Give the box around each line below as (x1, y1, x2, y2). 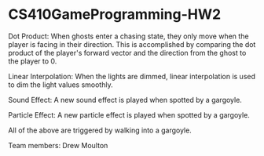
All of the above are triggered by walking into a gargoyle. (8, 125, 192, 135)
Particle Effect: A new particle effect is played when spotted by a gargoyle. (8, 110, 250, 119)
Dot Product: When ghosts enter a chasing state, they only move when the (8, 31, 249, 41)
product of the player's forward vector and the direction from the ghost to (8, 48, 247, 57)
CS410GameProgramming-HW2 (8, 5, 222, 24)
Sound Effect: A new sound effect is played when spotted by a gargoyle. (8, 95, 242, 104)
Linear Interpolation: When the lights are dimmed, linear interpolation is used (8, 71, 256, 81)
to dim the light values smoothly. (8, 80, 113, 89)
